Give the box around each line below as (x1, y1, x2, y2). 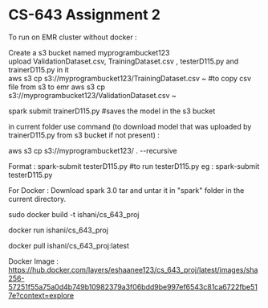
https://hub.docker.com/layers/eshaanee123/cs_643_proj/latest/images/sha (8, 265, 258, 274)
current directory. (8, 194, 67, 203)
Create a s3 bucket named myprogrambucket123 (8, 47, 170, 57)
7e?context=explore (8, 290, 75, 300)
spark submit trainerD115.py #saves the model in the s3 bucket (8, 106, 216, 116)
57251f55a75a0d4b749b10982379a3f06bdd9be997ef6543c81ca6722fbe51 (8, 281, 258, 291)
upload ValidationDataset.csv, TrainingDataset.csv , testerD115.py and (8, 56, 239, 66)
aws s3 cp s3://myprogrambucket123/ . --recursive (8, 146, 178, 155)
